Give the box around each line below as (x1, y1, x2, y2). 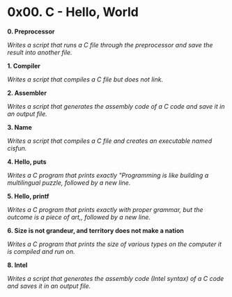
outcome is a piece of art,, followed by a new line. (7, 213, 151, 221)
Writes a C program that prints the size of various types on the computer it (7, 240, 222, 248)
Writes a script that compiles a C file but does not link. (7, 75, 164, 84)
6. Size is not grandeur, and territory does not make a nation (7, 226, 185, 234)
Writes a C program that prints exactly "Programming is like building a (7, 171, 209, 179)
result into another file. (7, 48, 72, 56)
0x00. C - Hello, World (7, 4, 139, 20)
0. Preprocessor (7, 27, 55, 36)
